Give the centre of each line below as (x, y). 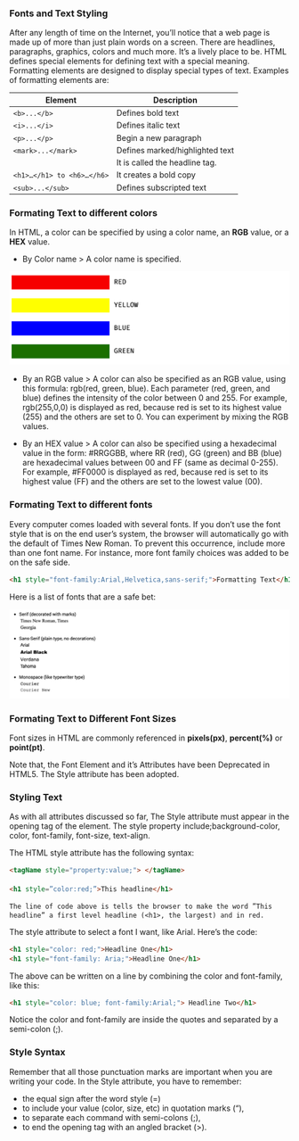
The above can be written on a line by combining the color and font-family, (146, 976)
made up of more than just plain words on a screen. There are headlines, (142, 42)
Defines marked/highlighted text (175, 150)
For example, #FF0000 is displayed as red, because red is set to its (145, 472)
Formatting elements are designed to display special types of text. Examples (149, 70)
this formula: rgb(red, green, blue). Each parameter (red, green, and (146, 389)
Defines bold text (148, 113)
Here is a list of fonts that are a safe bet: (83, 597)
